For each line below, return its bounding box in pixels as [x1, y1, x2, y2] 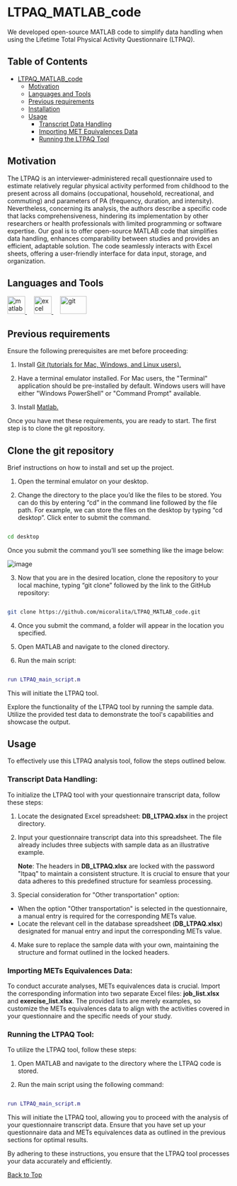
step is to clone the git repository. [7, 424, 105, 432]
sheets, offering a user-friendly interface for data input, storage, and [7, 249, 207, 258]
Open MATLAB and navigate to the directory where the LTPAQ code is [17, 1059, 221, 1068]
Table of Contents [7, 56, 88, 68]
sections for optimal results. [7, 1136, 88, 1144]
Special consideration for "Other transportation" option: [17, 890, 180, 899]
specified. [17, 628, 47, 637]
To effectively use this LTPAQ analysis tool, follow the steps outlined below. [7, 756, 226, 765]
